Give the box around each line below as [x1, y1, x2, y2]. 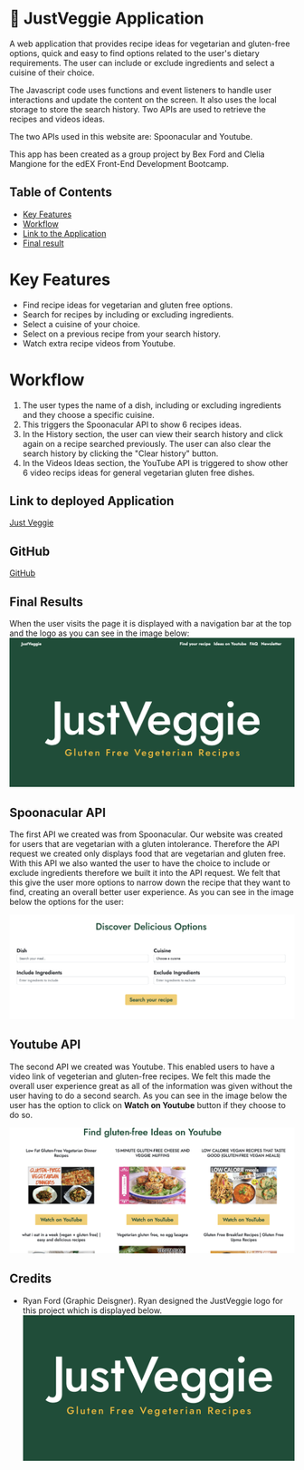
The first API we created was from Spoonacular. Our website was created [9, 829, 283, 840]
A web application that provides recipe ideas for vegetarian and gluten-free [9, 38, 290, 49]
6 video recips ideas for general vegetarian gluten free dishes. [22, 467, 255, 478]
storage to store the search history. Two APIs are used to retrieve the [9, 103, 267, 114]
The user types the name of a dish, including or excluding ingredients [22, 399, 282, 411]
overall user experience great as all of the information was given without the [9, 1080, 293, 1091]
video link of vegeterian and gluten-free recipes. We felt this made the [9, 1070, 271, 1082]
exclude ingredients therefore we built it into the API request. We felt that [9, 868, 280, 879]
